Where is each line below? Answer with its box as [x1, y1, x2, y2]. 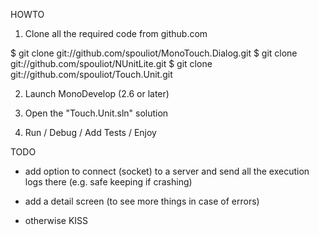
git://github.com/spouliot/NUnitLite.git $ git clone [10, 58, 213, 69]
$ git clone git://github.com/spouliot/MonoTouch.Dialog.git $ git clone [10, 47, 298, 59]
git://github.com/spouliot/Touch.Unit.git [10, 69, 173, 80]
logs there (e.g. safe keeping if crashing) [24, 176, 193, 188]
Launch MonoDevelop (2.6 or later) [24, 88, 170, 99]
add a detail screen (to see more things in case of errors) [24, 195, 260, 207]
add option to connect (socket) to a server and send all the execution [24, 165, 310, 177]
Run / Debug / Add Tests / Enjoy [24, 127, 157, 138]
